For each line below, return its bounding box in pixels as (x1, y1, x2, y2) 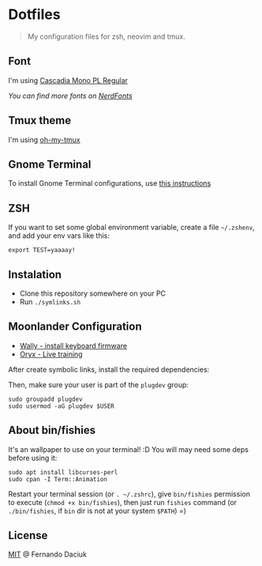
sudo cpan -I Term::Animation (8, 475, 108, 483)
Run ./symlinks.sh (19, 297, 81, 306)
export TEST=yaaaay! (8, 247, 77, 255)
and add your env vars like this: (8, 231, 110, 240)
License (8, 529, 48, 542)
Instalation (8, 267, 62, 281)
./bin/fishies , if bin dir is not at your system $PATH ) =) (8, 506, 187, 515)
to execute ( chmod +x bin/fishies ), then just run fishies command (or (8, 497, 238, 507)
